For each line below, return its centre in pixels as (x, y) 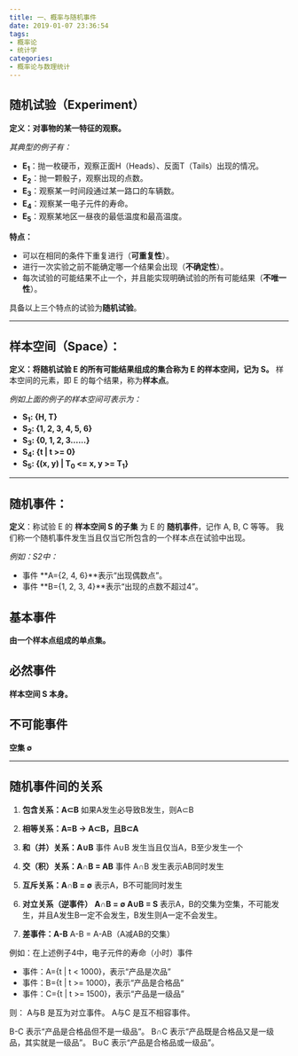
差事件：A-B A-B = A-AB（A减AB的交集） (98, 934)
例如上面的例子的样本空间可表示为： (75, 399)
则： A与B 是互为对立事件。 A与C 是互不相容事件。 (102, 1013)
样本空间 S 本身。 (41, 693)
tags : (19, 34)
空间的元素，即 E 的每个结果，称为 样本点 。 (95, 380)
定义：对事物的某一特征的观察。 (67, 128)
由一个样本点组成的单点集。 (60, 640)
